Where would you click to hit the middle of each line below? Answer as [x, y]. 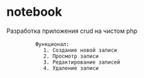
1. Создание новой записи [80, 50]
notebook [34, 12]
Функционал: [52, 44]
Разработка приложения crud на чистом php [72, 31]
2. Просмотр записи [71, 56]
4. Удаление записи [71, 68]
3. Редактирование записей [82, 62]
